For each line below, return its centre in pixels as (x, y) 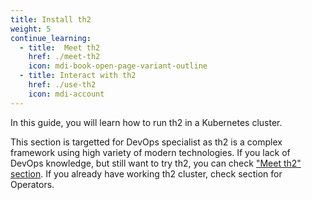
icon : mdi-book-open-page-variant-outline (118, 66)
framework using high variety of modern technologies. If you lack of (150, 152)
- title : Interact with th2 (78, 76)
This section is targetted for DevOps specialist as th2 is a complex (146, 142)
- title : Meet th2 (60, 47)
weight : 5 (31, 29)
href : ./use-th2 (62, 85)
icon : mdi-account (66, 94)
